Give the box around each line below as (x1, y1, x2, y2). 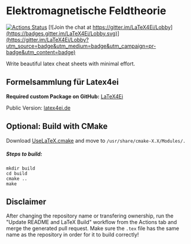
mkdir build (6, 165, 35, 172)
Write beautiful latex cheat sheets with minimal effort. (6, 60, 135, 67)
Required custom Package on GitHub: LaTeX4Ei (6, 93, 123, 100)
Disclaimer (6, 196, 46, 207)
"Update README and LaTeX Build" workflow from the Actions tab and (6, 219, 177, 226)
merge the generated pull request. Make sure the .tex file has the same (6, 225, 179, 232)
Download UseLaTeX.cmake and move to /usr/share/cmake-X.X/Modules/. (6, 137, 186, 144)
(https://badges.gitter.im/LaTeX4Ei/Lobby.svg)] (6, 29, 119, 37)
